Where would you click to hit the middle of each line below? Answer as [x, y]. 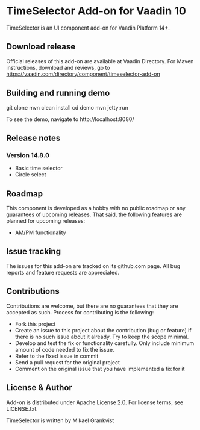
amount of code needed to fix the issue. [64, 349]
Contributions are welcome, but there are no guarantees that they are [92, 306]
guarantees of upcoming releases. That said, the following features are [94, 214]
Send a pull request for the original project [67, 362]
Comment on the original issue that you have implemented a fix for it [100, 369]
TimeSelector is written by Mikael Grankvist [60, 420]
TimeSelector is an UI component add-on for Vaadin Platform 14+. [88, 28]
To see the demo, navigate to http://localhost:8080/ [70, 119]
